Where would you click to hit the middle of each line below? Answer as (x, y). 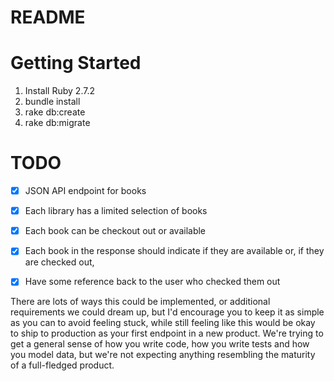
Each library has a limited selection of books (116, 211)
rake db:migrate (57, 123)
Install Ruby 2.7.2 (59, 91)
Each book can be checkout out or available (115, 231)
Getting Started (76, 63)
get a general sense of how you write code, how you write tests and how (160, 344)
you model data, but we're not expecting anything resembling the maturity (163, 355)
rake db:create (55, 112)
